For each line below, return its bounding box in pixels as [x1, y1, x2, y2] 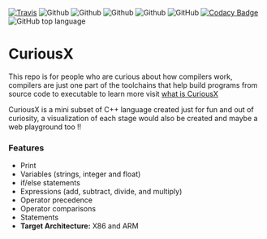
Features [8, 142, 45, 154]
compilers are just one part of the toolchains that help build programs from [8, 80, 258, 89]
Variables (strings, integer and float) [19, 169, 141, 179]
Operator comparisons [19, 204, 96, 214]
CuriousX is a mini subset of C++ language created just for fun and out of [8, 104, 254, 114]
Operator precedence [19, 195, 93, 205]
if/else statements [19, 178, 81, 188]
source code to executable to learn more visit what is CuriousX [8, 89, 219, 98]
